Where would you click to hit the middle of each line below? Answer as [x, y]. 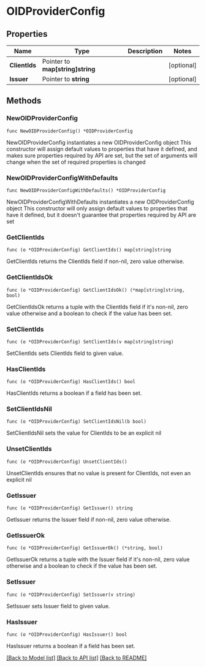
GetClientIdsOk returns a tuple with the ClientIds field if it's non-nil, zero [97, 307]
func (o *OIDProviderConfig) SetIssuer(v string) [71, 595]
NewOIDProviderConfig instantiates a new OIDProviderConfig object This [99, 142]
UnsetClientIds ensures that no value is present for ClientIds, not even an [99, 473]
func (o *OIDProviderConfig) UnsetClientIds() [67, 462]
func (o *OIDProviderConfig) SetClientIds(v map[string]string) [90, 341]
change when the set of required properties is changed [76, 162]
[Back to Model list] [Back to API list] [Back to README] [77, 658]
